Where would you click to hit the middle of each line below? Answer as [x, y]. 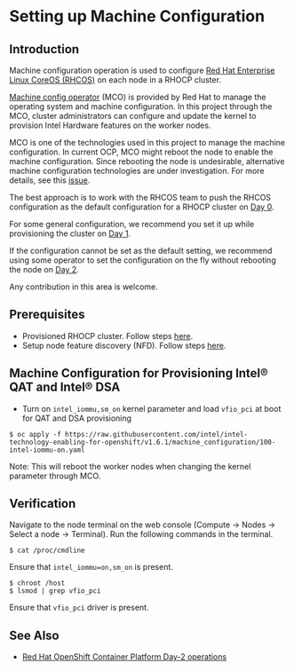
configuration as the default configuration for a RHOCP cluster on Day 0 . [142, 207]
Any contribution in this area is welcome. [83, 287]
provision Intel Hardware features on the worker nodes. [110, 125]
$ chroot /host [37, 583]
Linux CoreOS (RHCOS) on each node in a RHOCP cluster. [115, 80]
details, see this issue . [50, 180]
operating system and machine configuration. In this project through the [141, 107]
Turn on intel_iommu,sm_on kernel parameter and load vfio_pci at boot [151, 408]
